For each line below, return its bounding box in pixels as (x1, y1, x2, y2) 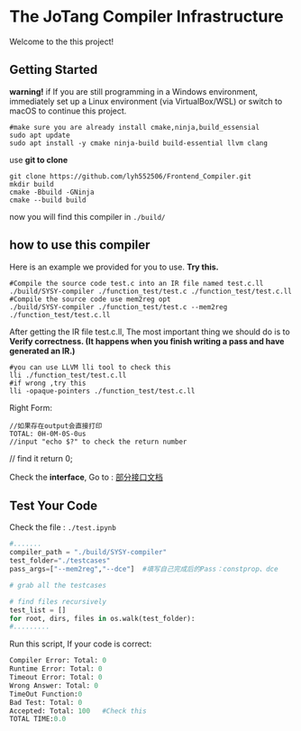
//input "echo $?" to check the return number (9, 437, 187, 446)
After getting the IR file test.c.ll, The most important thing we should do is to (9, 326, 290, 337)
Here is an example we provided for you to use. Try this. (9, 261, 219, 272)
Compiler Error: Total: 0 (9, 656, 106, 665)
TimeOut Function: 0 (9, 690, 83, 699)
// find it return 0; (9, 452, 74, 463)
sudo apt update (9, 131, 70, 140)
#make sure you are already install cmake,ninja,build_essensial (9, 123, 260, 132)
